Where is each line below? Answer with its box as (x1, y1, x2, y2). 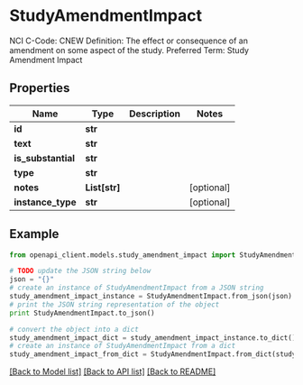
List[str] (85, 181, 121, 194)
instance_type (14, 196, 77, 208)
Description (129, 107, 180, 120)
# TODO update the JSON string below (9, 267, 151, 276)
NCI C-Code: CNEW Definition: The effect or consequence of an (9, 35, 249, 46)
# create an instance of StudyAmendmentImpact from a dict (9, 342, 236, 351)
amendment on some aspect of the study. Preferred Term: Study (9, 44, 250, 55)
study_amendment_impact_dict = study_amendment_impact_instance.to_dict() (9, 333, 297, 343)
